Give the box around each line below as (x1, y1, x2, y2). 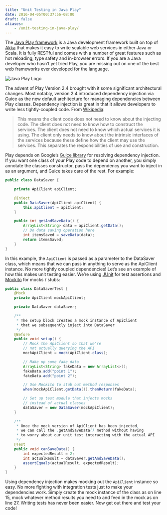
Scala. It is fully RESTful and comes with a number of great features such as (5, 50, 161, 56)
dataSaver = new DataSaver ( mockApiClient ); (23, 405, 115, 410)
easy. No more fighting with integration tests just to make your (5, 484, 133, 490)
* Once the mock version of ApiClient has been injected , (16, 423, 140, 428)
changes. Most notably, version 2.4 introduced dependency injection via (5, 91, 154, 97)
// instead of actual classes (23, 400, 86, 405)
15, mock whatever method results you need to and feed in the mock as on (5, 495, 159, 501)
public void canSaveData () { (14, 446, 75, 451)
